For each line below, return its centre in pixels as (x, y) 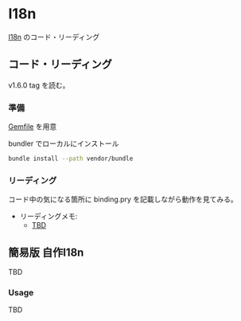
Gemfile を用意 (33, 127)
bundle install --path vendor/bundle (71, 159)
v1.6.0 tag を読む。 (39, 85)
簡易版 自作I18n (46, 252)
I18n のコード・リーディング (54, 37)
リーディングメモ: (49, 217)
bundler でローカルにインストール (64, 143)
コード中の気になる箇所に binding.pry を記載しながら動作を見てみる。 (123, 199)
